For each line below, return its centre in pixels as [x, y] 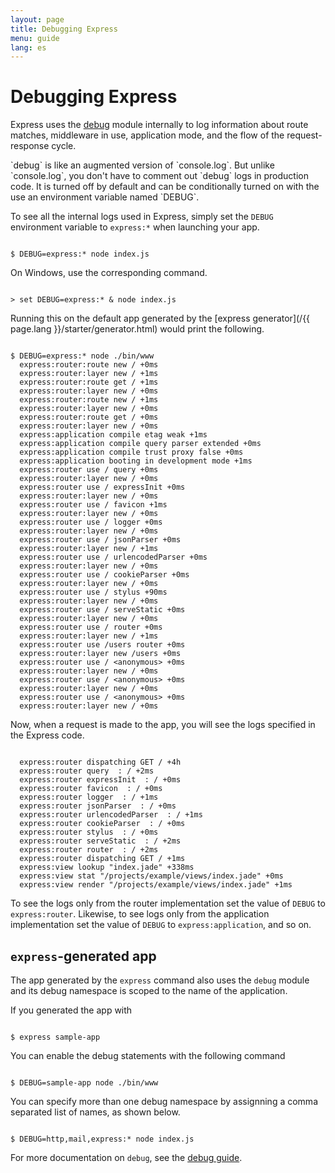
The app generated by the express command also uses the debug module [160, 980]
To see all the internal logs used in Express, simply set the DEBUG [142, 217]
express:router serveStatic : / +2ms [100, 841]
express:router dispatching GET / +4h [100, 762]
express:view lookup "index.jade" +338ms [107, 867]
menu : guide [35, 38]
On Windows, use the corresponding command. [109, 273]
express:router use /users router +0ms [102, 645]
